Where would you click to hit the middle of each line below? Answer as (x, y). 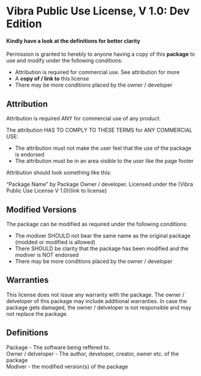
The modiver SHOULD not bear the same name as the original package (103, 236)
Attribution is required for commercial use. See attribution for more (97, 72)
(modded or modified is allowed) (55, 242)
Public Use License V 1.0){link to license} (57, 191)
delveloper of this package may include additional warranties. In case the (97, 301)
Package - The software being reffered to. (58, 347)
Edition (24, 24)
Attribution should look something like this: (59, 173)
